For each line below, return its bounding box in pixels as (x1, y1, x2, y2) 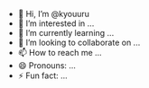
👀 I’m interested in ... (17, 18, 95, 29)
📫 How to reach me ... (17, 48, 102, 57)
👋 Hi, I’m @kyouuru (17, 9, 90, 19)
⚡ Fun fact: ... (17, 70, 68, 81)
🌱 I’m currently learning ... (17, 28, 115, 38)
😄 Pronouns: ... (17, 60, 77, 71)
